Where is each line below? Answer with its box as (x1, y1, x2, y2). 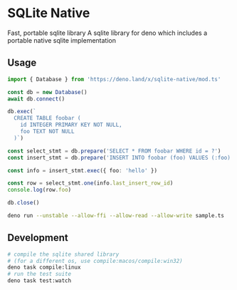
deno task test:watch (7, 277, 72, 284)
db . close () (7, 200, 40, 207)
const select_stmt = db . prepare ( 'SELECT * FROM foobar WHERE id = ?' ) (7, 147, 221, 155)
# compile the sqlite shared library (7, 251, 120, 258)
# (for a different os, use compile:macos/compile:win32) (7, 257, 183, 264)
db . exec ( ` (7, 108, 37, 115)
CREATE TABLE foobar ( (14, 115, 81, 122)
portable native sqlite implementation (7, 36, 116, 44)
